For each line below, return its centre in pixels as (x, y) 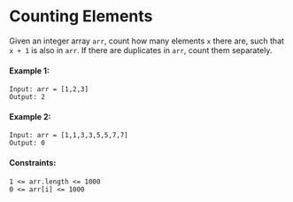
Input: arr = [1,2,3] (49, 89)
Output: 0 (27, 144)
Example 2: (30, 116)
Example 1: (30, 70)
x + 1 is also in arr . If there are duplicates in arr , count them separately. (141, 50)
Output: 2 (27, 97)
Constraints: (33, 162)
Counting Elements (81, 16)
